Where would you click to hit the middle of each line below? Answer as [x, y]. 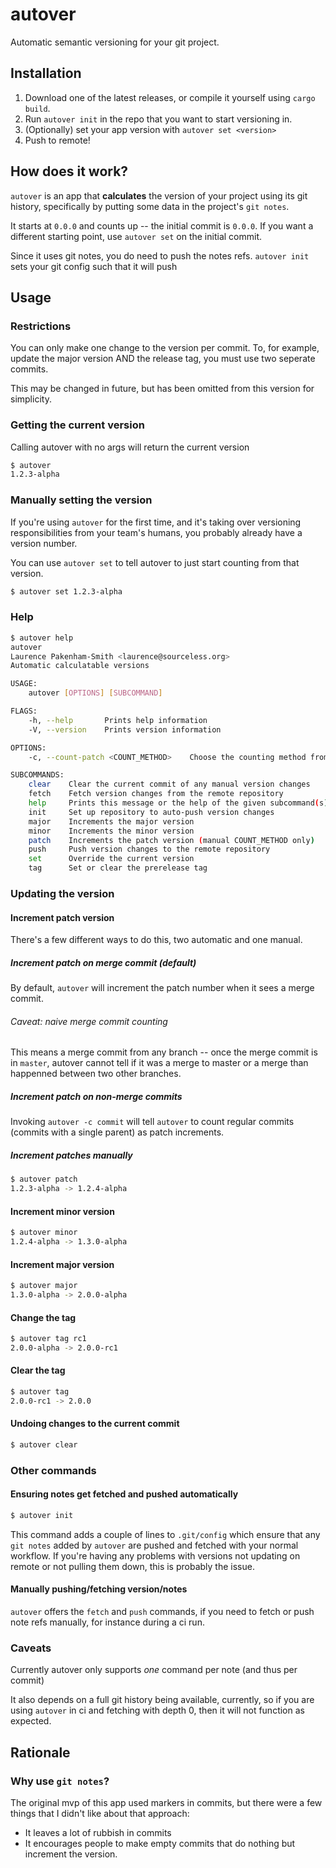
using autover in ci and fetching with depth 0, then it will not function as [157, 1710]
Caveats [31, 1648]
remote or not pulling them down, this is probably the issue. [132, 1566]
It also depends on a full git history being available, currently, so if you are [162, 1700]
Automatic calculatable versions [80, 666]
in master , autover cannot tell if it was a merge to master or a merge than [159, 1063]
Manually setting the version [81, 500]
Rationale [40, 1752]
